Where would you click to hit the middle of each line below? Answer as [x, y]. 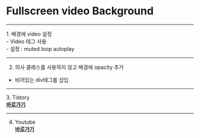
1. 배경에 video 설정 [29, 33]
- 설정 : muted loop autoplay [40, 48]
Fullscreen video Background [80, 11]
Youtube [25, 122]
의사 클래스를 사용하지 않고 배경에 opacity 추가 [69, 67]
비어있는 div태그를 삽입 [42, 79]
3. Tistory [18, 97]
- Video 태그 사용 [26, 41]
